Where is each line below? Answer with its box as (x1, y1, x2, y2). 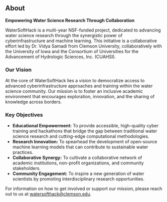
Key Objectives (5, 111, 43, 118)
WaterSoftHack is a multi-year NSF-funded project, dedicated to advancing (5, 27, 161, 33)
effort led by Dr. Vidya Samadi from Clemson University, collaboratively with (5, 43, 162, 49)
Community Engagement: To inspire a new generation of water (12, 170, 144, 177)
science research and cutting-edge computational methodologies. (12, 133, 149, 139)
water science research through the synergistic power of (5, 32, 123, 38)
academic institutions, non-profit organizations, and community (12, 160, 144, 166)
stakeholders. (12, 165, 41, 171)
